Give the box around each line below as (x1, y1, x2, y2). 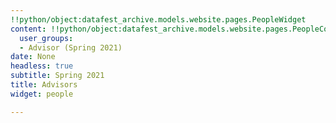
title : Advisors (10, 80, 78, 90)
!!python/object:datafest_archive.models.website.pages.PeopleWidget (10, 14, 307, 25)
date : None (10, 52, 56, 62)
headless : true (10, 61, 74, 71)
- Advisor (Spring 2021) (19, 42, 123, 53)
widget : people (10, 89, 74, 99)
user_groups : (19, 33, 74, 43)
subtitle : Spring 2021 (10, 71, 105, 81)
